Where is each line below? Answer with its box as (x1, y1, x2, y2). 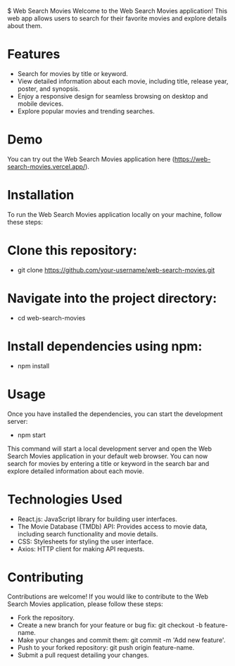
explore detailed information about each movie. (7, 467, 144, 475)
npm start (17, 430, 46, 439)
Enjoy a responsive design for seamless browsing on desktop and (17, 92, 208, 100)
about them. (7, 22, 42, 30)
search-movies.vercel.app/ (7, 162, 86, 170)
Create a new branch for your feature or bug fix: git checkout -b (17, 621, 203, 629)
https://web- (174, 155, 211, 163)
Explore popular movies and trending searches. (17, 106, 155, 115)
